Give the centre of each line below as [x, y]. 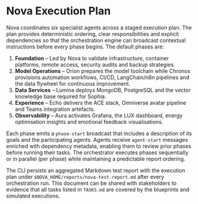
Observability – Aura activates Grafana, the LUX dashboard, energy [99, 115]
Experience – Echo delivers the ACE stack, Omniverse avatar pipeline [100, 102]
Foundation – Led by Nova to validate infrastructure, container [92, 58]
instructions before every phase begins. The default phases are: [85, 47]
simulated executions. [33, 196]
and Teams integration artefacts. [55, 109]
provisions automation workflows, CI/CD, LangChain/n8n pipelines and [102, 77]
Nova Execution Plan [59, 11]
